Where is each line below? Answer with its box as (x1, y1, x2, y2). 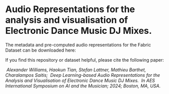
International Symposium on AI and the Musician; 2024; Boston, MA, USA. (5, 82, 161, 89)
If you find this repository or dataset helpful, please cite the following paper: (5, 57, 164, 63)
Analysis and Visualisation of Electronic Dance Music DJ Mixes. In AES (5, 77, 155, 83)
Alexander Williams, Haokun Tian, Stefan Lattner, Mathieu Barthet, (6, 67, 146, 73)
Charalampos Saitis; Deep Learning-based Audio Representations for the (5, 72, 160, 78)
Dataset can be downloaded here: (5, 47, 76, 53)
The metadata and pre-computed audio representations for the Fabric (5, 41, 151, 48)
